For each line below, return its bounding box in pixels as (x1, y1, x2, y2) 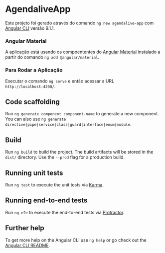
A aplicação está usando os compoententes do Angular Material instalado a (5, 49, 161, 55)
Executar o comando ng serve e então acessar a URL (5, 78, 115, 84)
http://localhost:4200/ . (5, 83, 56, 89)
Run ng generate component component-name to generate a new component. (5, 111, 160, 117)
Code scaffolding (5, 97, 60, 106)
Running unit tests (5, 169, 63, 177)
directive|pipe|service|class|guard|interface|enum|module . (5, 121, 132, 127)
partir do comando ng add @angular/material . (5, 54, 100, 60)
